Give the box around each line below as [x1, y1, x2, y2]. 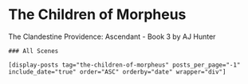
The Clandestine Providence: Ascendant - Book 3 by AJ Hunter [8, 32, 216, 41]
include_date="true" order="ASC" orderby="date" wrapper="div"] [8, 67, 226, 76]
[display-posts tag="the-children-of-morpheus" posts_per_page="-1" [8, 61, 241, 69]
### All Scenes [8, 47, 59, 55]
